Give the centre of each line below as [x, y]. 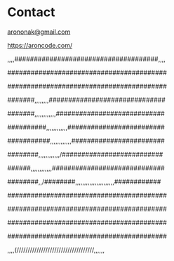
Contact [31, 12]
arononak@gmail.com [39, 32]
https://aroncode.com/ [40, 45]
